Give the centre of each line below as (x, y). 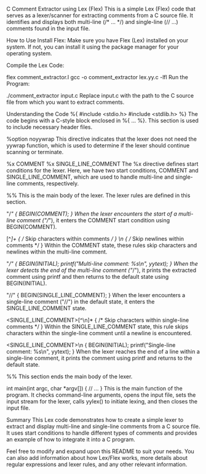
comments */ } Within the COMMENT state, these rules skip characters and (102, 245)
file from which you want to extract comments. (65, 102)
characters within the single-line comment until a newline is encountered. (99, 333)
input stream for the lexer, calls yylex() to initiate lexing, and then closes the (102, 401)
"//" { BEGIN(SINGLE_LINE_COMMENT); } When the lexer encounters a (96, 295)
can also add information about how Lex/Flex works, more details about (97, 458)
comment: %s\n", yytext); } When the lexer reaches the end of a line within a (103, 352)
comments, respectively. (48, 183)
